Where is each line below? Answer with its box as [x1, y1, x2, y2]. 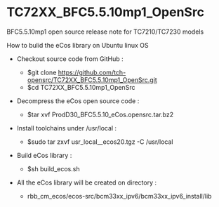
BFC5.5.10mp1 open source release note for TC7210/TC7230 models [6, 27, 204, 36]
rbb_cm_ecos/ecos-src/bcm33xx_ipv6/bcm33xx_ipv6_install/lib [27, 192, 212, 200]
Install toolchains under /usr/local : [16, 123, 117, 132]
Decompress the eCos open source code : [16, 96, 140, 105]
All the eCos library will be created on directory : [16, 178, 157, 187]
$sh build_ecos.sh [27, 164, 80, 173]
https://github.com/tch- [58, 68, 126, 76]
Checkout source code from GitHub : [16, 54, 124, 63]
